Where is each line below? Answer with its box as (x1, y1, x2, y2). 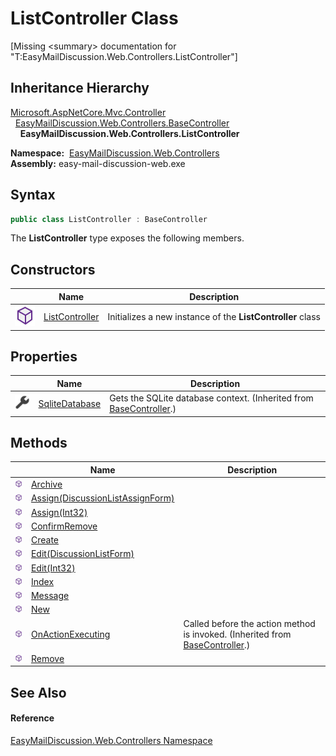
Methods (10, 434, 68, 451)
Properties (10, 348, 78, 365)
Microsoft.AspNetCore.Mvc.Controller (10, 106, 167, 118)
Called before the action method (183, 617, 316, 629)
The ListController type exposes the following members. (10, 232, 245, 244)
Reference (10, 712, 55, 724)
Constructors (10, 261, 96, 278)
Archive (30, 478, 63, 491)
